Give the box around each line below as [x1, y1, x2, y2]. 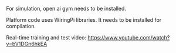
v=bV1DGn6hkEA [6, 41, 48, 47]
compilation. [6, 23, 36, 29]
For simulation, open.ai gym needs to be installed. [6, 5, 126, 12]
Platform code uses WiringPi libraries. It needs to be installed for [6, 16, 162, 23]
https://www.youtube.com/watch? [87, 34, 170, 41]
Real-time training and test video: [6, 34, 87, 41]
